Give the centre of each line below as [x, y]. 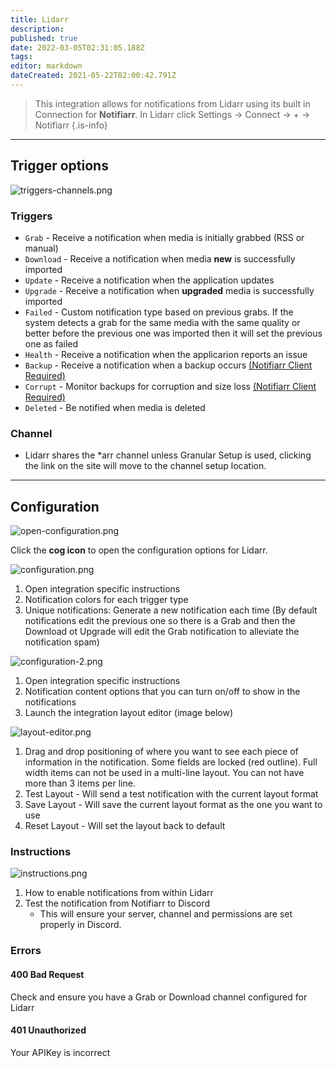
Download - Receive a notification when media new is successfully [160, 258]
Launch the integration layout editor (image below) [128, 713]
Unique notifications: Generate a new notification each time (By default [171, 610]
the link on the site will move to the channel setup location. [145, 466]
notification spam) [62, 642]
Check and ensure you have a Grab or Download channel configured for [159, 997]
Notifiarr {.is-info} [71, 125]
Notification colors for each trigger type [106, 600]
